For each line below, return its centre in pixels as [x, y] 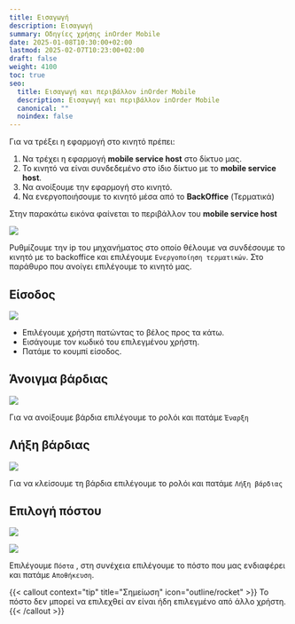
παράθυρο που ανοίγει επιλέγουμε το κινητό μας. [101, 266]
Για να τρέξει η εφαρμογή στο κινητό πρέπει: [92, 142]
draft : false [33, 59]
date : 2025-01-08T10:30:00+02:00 [71, 42]
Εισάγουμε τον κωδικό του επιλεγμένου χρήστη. [111, 342]
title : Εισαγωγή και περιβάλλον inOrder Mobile [107, 91]
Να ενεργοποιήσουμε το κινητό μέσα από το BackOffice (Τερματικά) [148, 197]
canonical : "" [43, 108]
